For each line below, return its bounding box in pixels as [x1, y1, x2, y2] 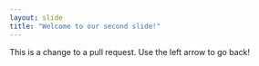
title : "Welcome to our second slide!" [9, 22, 161, 31]
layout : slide [9, 13, 64, 23]
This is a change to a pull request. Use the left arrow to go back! [9, 46, 251, 57]
